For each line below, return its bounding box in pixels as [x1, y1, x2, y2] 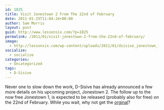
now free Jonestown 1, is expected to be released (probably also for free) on [5, 94, 159, 100]
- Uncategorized [9, 61, 42, 66]
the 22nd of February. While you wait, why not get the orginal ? [5, 99, 131, 105]
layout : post [5, 25, 32, 30]
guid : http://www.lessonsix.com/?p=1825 [5, 30, 89, 35]
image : [5, 39, 19, 44]
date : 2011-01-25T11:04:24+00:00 [5, 16, 73, 21]
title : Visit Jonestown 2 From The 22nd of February [5, 12, 115, 17]
